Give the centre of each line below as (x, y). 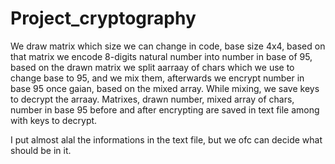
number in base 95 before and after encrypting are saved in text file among (165, 109)
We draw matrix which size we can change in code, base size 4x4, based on (168, 46)
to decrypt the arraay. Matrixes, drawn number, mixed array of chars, (152, 99)
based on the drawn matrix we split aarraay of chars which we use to (152, 67)
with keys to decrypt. (54, 120)
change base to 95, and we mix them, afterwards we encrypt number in (157, 78)
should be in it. (41, 150)
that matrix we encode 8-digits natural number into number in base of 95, (161, 56)
